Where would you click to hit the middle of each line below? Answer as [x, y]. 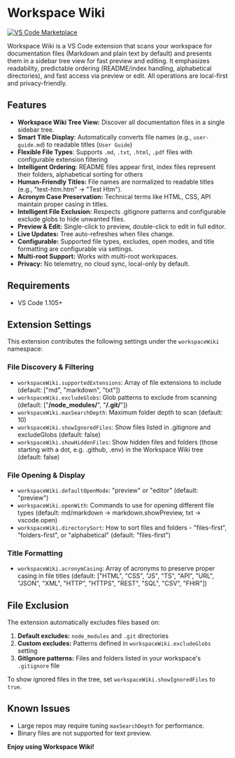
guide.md [30, 145]
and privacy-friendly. [37, 83]
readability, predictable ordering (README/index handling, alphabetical [109, 68]
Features [27, 106]
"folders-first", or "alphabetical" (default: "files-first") [94, 535]
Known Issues [39, 709]
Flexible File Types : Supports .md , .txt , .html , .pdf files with [105, 151]
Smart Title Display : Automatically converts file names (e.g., [105, 137]
